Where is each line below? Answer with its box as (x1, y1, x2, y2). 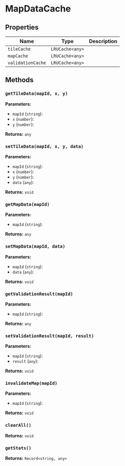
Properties (5, 23, 39, 32)
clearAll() (5, 422, 31, 428)
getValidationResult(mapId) (5, 291, 73, 297)
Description (89, 38, 118, 45)
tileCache (7, 46, 31, 52)
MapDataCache (5, 3, 71, 15)
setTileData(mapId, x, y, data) (5, 143, 84, 149)
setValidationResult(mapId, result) (5, 333, 94, 339)
